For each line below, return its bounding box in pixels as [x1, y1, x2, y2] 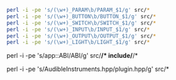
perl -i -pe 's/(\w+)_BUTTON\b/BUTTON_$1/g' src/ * [6, 13, 157, 20]
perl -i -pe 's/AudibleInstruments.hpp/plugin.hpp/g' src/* [6, 65, 170, 73]
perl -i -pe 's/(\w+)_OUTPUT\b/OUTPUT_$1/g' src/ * [6, 32, 157, 40]
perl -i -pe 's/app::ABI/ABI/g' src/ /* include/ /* [6, 51, 138, 60]
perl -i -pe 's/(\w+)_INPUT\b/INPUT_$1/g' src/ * [6, 26, 150, 33]
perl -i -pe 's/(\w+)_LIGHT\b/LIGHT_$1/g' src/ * [6, 39, 150, 46]
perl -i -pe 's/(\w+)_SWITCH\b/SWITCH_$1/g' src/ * [6, 19, 157, 26]
